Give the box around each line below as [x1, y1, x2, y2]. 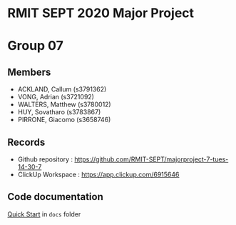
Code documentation [7, 191, 103, 203]
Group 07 [7, 38, 64, 54]
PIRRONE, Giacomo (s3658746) [17, 116, 111, 124]
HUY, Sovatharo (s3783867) [17, 108, 101, 116]
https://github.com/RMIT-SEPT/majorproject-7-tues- [74, 155, 229, 164]
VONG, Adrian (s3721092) [17, 93, 95, 101]
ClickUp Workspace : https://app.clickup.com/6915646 [17, 170, 180, 179]
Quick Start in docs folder [7, 209, 81, 219]
